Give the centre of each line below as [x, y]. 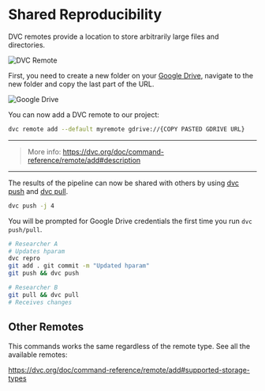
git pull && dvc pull [44, 294]
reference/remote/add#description [84, 160]
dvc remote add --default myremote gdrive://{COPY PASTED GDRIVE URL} [127, 129]
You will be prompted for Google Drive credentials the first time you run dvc [130, 221]
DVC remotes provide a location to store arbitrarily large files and [114, 36]
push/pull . [25, 229]
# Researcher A [33, 244]
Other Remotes [46, 327]
